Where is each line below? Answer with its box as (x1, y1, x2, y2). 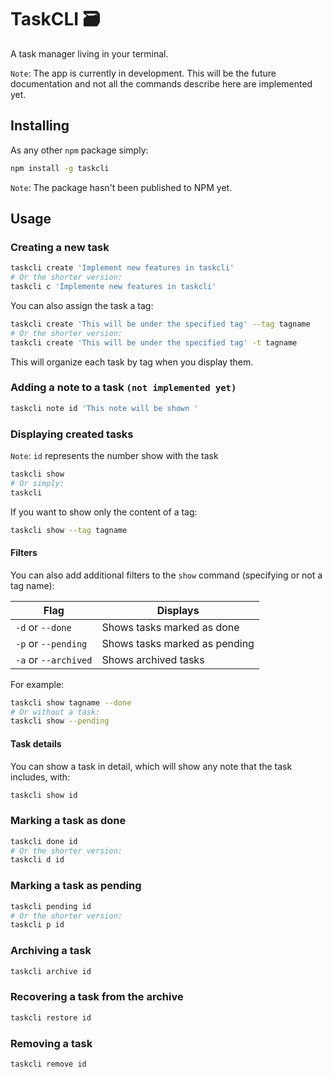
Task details (10, 737, 62, 750)
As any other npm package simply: (10, 144, 149, 156)
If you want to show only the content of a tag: (10, 506, 198, 518)
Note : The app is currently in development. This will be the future (10, 67, 277, 79)
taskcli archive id (10, 966, 92, 976)
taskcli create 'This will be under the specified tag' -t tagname (10, 337, 298, 348)
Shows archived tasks (101, 652, 205, 666)
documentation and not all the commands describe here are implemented (10, 77, 313, 90)
